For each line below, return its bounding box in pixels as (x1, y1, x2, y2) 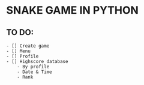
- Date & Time (17, 69, 52, 75)
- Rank (17, 74, 34, 80)
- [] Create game (6, 43, 50, 49)
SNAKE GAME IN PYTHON (6, 4, 139, 17)
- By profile (17, 64, 50, 70)
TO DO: (6, 27, 34, 37)
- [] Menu (6, 48, 31, 54)
